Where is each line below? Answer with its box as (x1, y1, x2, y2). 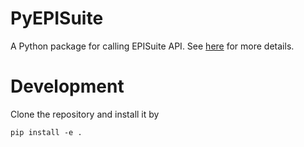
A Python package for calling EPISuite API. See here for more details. (10, 40, 295, 52)
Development (10, 75, 125, 98)
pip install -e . (10, 127, 83, 137)
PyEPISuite (10, 7, 104, 30)
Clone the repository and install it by (10, 108, 160, 120)
